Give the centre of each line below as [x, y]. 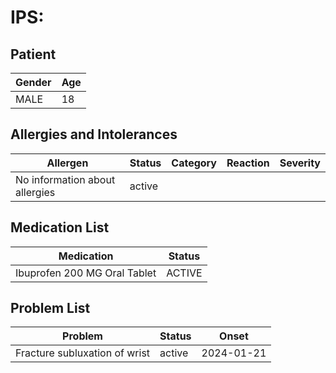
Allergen [67, 163]
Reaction [248, 163]
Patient [33, 54]
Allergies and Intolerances [94, 134]
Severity [300, 163]
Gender [33, 82]
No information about [65, 179]
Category [194, 163]
